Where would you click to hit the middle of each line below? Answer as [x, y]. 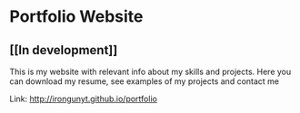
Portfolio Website [76, 17]
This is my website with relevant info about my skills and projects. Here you [150, 71]
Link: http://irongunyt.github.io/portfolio [83, 99]
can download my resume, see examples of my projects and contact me [145, 81]
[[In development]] [64, 50]
